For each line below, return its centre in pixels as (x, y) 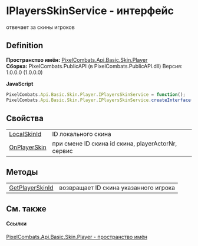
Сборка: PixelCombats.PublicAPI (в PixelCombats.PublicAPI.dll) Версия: (94, 66)
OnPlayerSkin (28, 147)
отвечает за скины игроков (40, 27)
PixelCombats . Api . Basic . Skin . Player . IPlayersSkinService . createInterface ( (100, 100)
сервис (62, 151)
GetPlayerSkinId (31, 188)
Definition (24, 46)
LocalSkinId (25, 134)
